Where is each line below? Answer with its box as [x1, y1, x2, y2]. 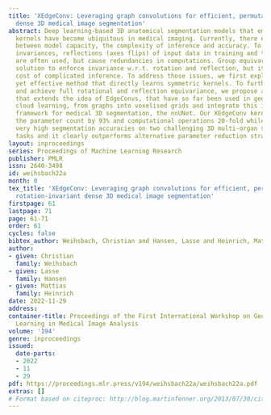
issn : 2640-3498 [8, 162, 63, 170]
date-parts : [15, 350, 56, 358]
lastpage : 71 [8, 207, 52, 215]
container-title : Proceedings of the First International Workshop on [8, 312, 251, 320]
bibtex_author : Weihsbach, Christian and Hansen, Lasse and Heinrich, [8, 237, 251, 245]
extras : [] [8, 387, 45, 396]
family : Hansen [15, 275, 67, 283]
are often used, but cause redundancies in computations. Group [15, 57, 236, 65]
